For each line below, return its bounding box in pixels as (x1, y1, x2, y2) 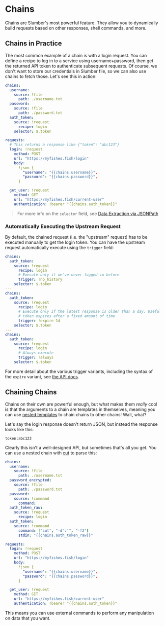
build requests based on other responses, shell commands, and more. (5, 25, 147, 31)
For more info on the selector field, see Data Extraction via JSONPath (17, 211, 159, 217)
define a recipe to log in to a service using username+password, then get (5, 58, 154, 64)
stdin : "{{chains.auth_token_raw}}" (18, 533, 93, 538)
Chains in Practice (5, 39, 62, 48)
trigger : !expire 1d (18, 318, 60, 324)
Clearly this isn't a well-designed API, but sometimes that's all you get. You (5, 444, 157, 450)
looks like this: (5, 426, 34, 432)
